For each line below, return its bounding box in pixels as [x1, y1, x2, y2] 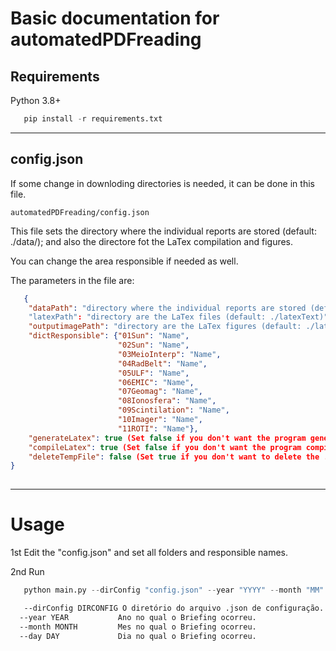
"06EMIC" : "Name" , [117, 377, 195, 387]
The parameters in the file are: [10, 274, 135, 286]
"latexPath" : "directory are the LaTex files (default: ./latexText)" [28, 312, 329, 322]
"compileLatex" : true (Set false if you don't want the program [28, 442, 302, 452]
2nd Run [10, 566, 45, 578]
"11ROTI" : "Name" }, [117, 423, 199, 434]
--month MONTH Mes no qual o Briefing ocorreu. [19, 622, 257, 632]
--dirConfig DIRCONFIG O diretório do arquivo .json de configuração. [23, 603, 325, 613]
